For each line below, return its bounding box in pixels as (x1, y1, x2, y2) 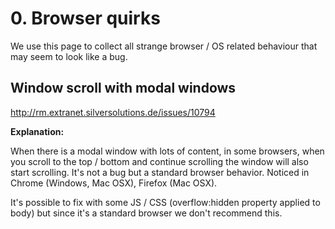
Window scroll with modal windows (10, 80, 237, 97)
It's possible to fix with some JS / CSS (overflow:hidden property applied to (10, 196, 321, 208)
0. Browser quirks (10, 7, 161, 30)
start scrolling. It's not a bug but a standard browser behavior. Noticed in (10, 166, 310, 178)
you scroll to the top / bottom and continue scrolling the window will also (10, 155, 309, 167)
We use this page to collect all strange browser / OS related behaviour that (10, 40, 318, 52)
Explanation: (10, 125, 65, 137)
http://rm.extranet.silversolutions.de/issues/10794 (10, 106, 216, 118)
